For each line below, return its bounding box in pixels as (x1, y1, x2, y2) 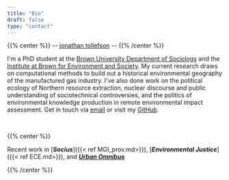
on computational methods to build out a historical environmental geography (7, 69, 223, 77)
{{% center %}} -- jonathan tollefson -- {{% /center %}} (7, 42, 165, 50)
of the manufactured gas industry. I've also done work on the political (7, 77, 203, 85)
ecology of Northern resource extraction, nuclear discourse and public (7, 83, 206, 92)
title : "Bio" (7, 10, 44, 17)
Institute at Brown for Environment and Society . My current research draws (7, 62, 218, 70)
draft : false (7, 16, 44, 23)
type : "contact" (7, 23, 53, 29)
